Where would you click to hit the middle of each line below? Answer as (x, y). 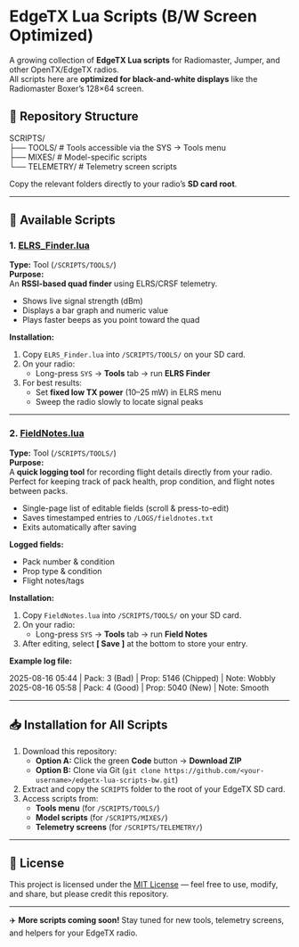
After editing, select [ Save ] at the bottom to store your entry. (135, 643)
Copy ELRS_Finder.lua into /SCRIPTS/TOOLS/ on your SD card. (134, 355)
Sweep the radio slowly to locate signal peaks (119, 402)
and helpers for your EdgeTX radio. (73, 933)
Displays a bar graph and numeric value (95, 310)
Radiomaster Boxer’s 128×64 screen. (77, 88)
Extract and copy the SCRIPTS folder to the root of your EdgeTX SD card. (154, 789)
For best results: (52, 383)
